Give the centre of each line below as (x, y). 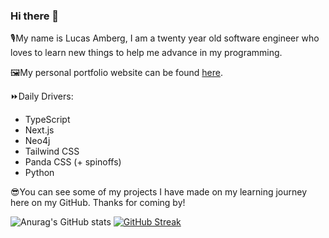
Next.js (39, 130)
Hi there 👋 (35, 16)
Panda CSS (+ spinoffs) (73, 162)
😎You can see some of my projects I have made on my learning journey (159, 192)
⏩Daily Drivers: (42, 96)
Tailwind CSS (52, 151)
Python (39, 173)
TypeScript (47, 120)
